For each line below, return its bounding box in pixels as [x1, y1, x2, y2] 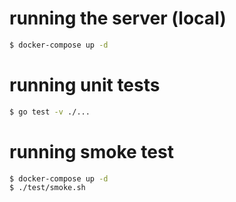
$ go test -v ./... [9, 107, 91, 117]
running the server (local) [9, 7, 227, 30]
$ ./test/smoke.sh [9, 183, 86, 193]
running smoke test [9, 140, 174, 163]
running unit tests [9, 74, 161, 96]
